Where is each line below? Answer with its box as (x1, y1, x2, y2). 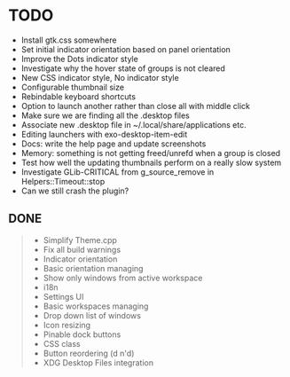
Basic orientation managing (43, 263, 144, 273)
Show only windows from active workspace (43, 272, 203, 283)
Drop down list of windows (43, 310, 141, 320)
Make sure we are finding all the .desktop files (20, 110, 190, 121)
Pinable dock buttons (43, 329, 121, 340)
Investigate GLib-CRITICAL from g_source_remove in (20, 166, 215, 177)
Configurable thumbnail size (20, 82, 125, 92)
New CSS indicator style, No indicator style (20, 72, 179, 82)
